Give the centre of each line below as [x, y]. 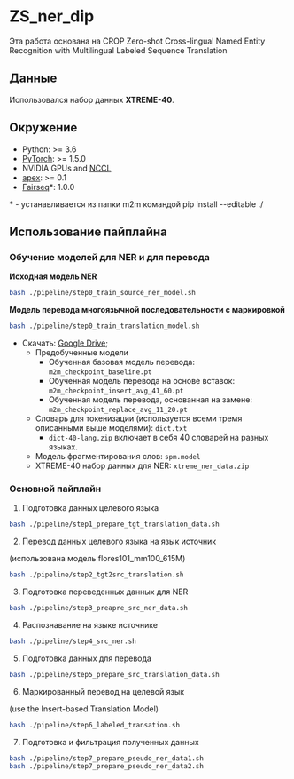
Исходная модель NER [53, 276]
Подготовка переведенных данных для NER [105, 592]
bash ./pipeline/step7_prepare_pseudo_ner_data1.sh [106, 758]
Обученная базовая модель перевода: [121, 362]
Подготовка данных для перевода [87, 658]
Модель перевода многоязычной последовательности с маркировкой [147, 310]
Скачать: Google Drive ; [65, 343]
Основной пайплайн [55, 489]
